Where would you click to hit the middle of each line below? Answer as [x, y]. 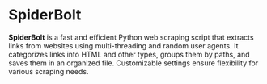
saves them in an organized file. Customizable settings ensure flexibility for [133, 63]
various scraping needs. [49, 71]
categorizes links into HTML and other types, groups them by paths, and [129, 54]
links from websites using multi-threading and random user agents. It [123, 45]
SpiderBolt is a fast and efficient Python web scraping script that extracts [131, 37]
